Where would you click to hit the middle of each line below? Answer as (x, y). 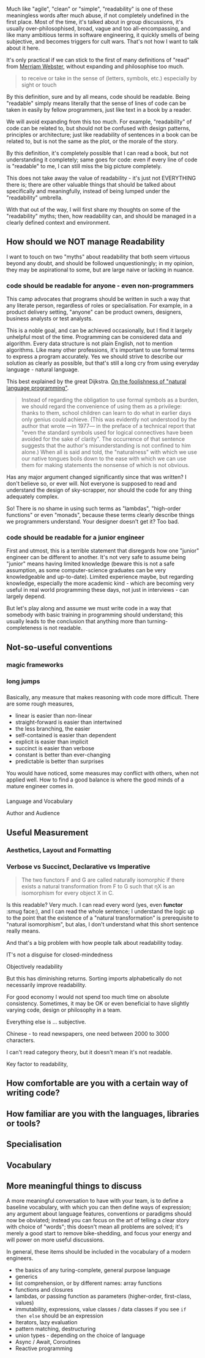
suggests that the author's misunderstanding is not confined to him (106, 446)
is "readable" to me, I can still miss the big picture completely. (84, 166)
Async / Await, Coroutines (48, 1342)
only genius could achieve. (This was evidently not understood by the (109, 419)
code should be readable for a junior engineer (76, 538)
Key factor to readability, (37, 1064)
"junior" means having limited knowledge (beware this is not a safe (91, 564)
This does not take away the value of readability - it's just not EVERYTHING (101, 178)
